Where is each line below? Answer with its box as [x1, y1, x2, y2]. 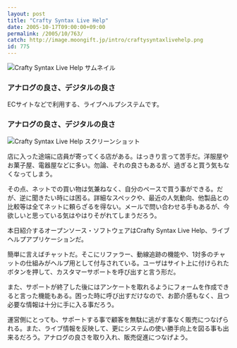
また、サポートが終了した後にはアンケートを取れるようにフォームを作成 [7, 282, 217, 291]
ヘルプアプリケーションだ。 [7, 234, 88, 244]
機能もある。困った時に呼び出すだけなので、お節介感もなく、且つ [37, 291, 230, 300]
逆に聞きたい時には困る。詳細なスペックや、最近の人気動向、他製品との [19, 193, 229, 202]
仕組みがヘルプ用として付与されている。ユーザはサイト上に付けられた [25, 258, 229, 267]
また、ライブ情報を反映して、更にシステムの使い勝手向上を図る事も [25, 324, 224, 332]
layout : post [7, 10, 46, 18]
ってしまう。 [19, 169, 56, 178]
